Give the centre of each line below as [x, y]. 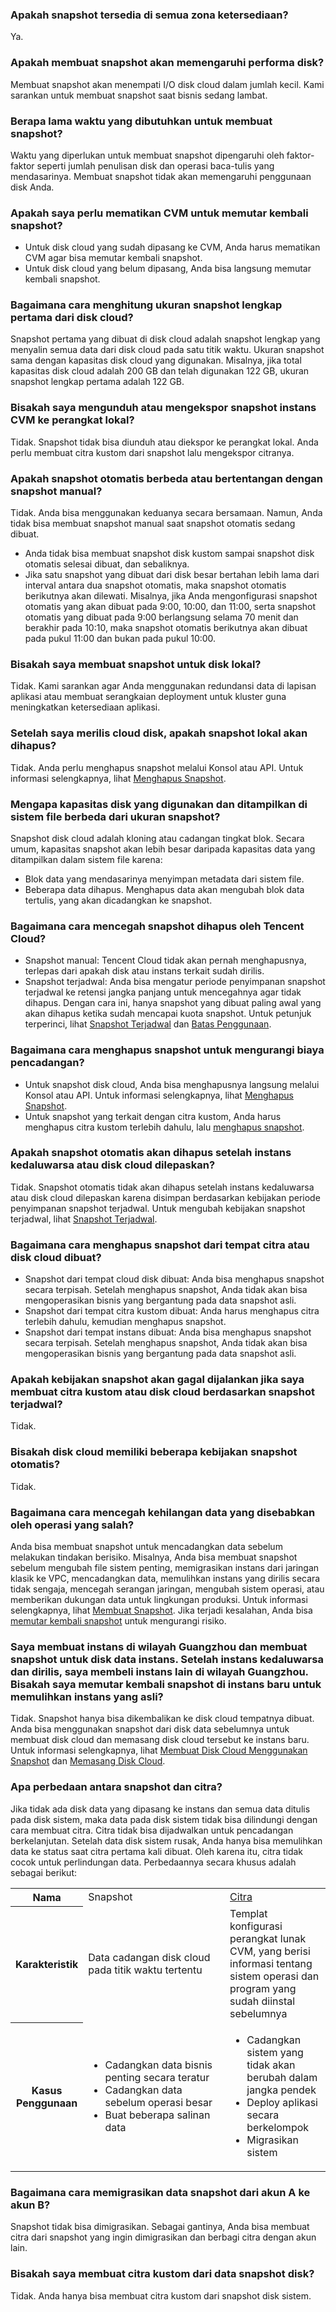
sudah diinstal [262, 2001]
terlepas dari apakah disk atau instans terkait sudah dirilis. [144, 971]
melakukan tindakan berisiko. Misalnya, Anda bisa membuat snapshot [154, 1557]
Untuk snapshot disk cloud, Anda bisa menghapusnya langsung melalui [172, 1084]
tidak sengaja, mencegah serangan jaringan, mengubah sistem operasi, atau [167, 1589]
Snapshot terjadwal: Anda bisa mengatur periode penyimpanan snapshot [175, 982]
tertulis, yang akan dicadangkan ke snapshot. [118, 900]
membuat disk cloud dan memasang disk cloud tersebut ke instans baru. [160, 1740]
